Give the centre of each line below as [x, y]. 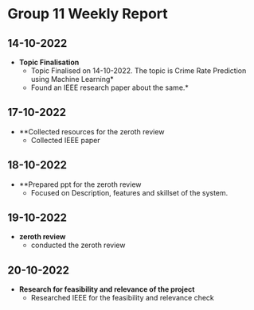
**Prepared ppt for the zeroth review [80, 184]
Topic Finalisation [49, 62]
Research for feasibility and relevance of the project [107, 289]
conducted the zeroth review [78, 245]
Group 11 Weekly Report [88, 14]
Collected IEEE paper [65, 140]
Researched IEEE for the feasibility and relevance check [122, 298]
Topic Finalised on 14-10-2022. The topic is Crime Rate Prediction [139, 71]
